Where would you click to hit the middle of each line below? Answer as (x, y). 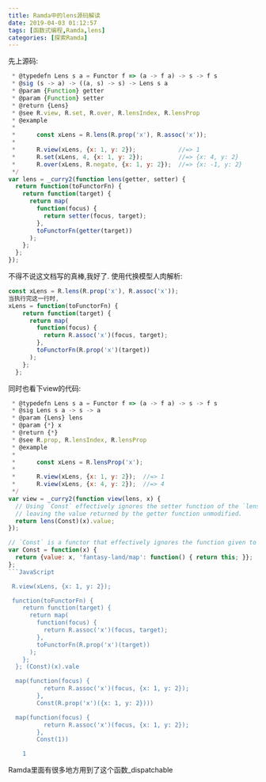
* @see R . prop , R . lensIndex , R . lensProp (79, 440)
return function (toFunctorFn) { (69, 187)
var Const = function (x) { (53, 550)
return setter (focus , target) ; (95, 216)
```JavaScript (32, 572)
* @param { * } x (36, 425)
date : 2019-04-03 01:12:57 (53, 23)
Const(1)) (53, 740)
